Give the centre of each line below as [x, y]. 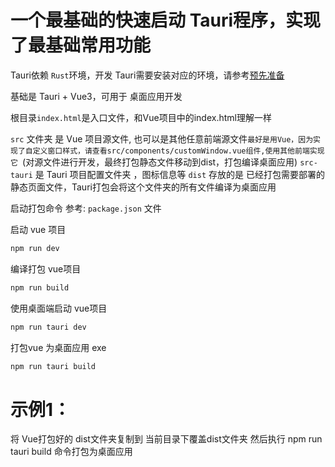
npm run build [40, 287]
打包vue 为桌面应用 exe [58, 347]
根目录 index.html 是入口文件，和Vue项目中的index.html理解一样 [141, 117]
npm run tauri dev [48, 327]
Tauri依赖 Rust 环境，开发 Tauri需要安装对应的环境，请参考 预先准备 [147, 75]
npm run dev [35, 248]
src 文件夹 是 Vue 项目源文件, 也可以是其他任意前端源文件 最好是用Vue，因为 [162, 138]
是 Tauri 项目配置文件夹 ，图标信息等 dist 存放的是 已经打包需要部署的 [179, 174]
